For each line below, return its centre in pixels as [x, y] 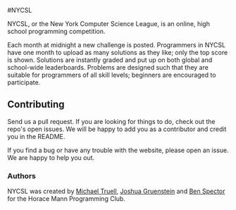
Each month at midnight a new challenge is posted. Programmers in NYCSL [117, 45]
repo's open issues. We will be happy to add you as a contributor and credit [117, 129]
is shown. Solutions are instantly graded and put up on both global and [110, 60]
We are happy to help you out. [51, 157]
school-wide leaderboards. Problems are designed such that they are [108, 67]
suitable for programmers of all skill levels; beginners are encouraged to [112, 75]
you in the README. [36, 136]
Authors [22, 175]
